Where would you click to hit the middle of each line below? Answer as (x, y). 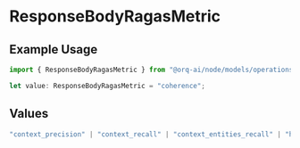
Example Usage (54, 49)
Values (29, 114)
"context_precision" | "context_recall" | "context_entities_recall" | (145, 134)
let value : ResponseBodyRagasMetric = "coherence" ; (107, 86)
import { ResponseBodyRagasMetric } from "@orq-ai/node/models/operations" (153, 70)
